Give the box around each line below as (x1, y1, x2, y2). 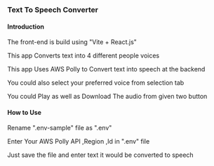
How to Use (7, 108, 42, 116)
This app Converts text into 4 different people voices (7, 51, 160, 60)
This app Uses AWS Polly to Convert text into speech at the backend (7, 65, 206, 74)
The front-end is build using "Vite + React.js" (7, 38, 137, 46)
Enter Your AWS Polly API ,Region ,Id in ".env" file (7, 137, 150, 146)
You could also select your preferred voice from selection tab (7, 78, 185, 87)
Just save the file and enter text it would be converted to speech (7, 151, 194, 159)
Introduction (7, 22, 44, 31)
